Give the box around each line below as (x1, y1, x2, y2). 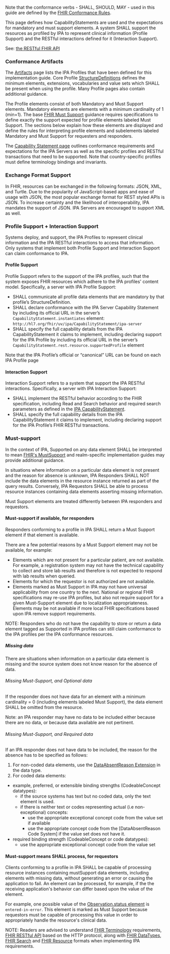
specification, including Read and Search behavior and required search (12, 401, 161, 407)
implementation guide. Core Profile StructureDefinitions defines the (5, 75, 146, 81)
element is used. (20, 799, 55, 805)
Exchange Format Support (5, 172, 71, 179)
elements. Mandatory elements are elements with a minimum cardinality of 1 (5, 106, 164, 112)
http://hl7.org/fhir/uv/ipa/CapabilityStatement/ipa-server (12, 321, 142, 327)
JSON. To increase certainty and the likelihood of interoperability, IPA (5, 199, 149, 205)
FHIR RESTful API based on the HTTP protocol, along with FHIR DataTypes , (5, 932, 162, 938)
